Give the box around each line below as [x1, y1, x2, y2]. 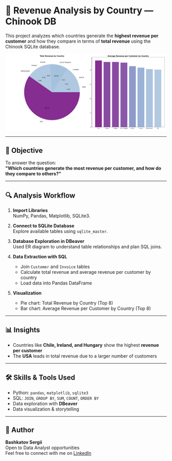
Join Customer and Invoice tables [20, 263, 90, 270]
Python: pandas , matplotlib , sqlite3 [12, 389, 89, 396]
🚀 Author [5, 425, 34, 434]
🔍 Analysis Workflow [5, 191, 76, 200]
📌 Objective [5, 146, 43, 155]
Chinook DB [5, 15, 57, 27]
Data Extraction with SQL [12, 253, 68, 259]
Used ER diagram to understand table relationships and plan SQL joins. [12, 243, 162, 250]
